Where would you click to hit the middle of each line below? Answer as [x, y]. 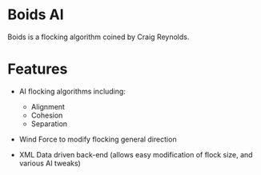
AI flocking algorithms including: [72, 91]
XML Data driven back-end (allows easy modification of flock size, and [136, 154]
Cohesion [47, 115]
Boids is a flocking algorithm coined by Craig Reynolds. [98, 37]
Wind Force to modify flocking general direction [98, 139]
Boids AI [36, 15]
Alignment [48, 106]
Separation [49, 123]
